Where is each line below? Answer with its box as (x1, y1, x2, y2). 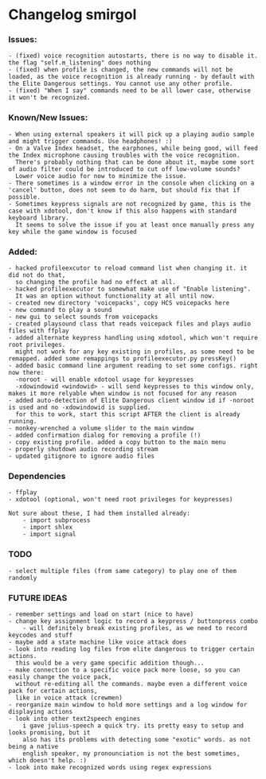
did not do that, (8, 271, 66, 279)
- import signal (22, 531, 77, 539)
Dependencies (8, 471, 66, 481)
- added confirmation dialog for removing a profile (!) (8, 431, 201, 439)
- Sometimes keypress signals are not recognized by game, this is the (8, 200, 251, 208)
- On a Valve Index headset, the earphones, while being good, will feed (8, 144, 259, 152)
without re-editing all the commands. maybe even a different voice (15, 680, 248, 687)
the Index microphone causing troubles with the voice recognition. (8, 151, 241, 159)
